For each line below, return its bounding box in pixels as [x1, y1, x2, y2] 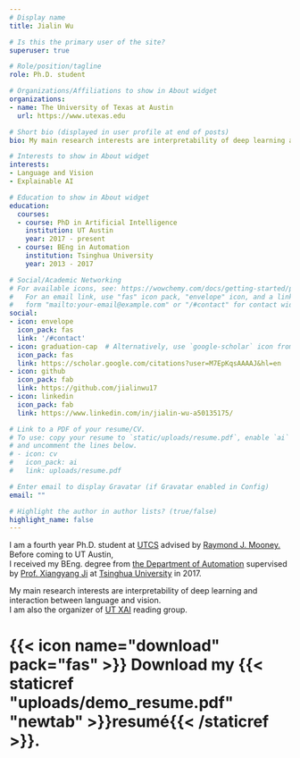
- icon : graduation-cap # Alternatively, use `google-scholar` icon [9, 341, 274, 351]
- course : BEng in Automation [17, 243, 129, 252]
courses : [17, 209, 50, 219]
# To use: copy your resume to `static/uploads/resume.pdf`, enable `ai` [9, 433, 290, 442]
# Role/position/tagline [9, 62, 102, 72]
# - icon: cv [9, 450, 58, 459]
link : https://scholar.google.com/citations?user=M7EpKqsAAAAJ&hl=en [17, 358, 281, 367]
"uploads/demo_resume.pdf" [9, 693, 234, 713]
